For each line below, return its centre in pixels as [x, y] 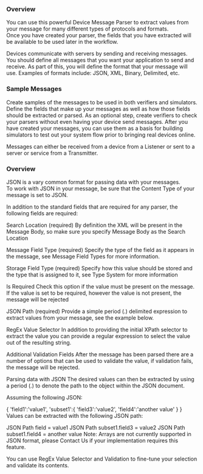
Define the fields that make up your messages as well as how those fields [98, 109]
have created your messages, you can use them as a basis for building [95, 128]
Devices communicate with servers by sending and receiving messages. [97, 54]
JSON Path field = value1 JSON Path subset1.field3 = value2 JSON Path [96, 427]
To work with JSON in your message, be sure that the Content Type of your [101, 189]
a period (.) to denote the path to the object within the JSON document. [96, 386]
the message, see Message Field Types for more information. [83, 256]
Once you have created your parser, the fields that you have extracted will [99, 35]
